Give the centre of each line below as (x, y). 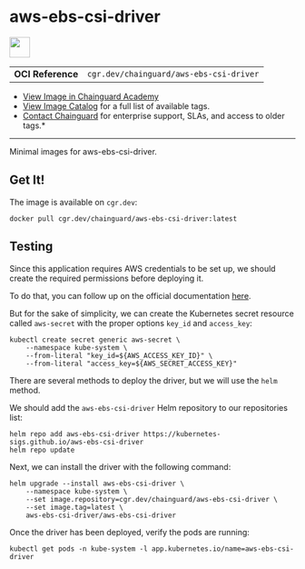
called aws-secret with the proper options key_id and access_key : (131, 323)
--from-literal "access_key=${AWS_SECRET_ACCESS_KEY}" (132, 364)
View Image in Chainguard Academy (90, 96)
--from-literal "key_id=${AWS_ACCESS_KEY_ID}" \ (119, 355)
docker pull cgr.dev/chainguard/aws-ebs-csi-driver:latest (123, 219)
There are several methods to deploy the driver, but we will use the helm (144, 380)
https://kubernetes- (182, 434)
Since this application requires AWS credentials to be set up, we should (143, 268)
